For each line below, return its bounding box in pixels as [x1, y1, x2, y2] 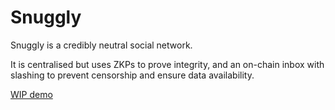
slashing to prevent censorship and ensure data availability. [10, 69, 255, 81]
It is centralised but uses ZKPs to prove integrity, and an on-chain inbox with [10, 58, 325, 70]
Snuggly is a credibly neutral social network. [10, 39, 193, 51]
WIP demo [10, 88, 53, 100]
